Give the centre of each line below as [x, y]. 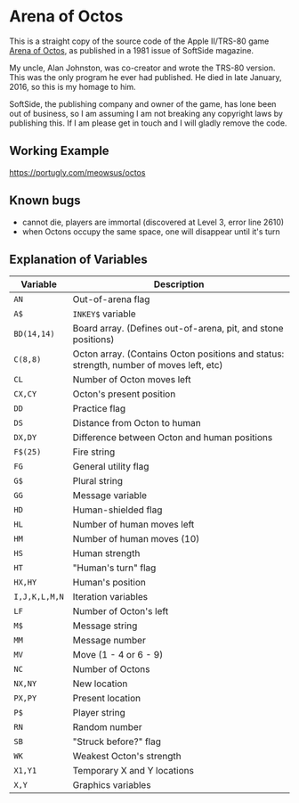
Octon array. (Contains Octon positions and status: [178, 354]
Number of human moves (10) [136, 539]
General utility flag [111, 467]
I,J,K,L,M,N [39, 597]
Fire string [94, 452]
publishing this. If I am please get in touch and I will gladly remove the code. [148, 123]
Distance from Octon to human [137, 423]
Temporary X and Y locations [133, 771]
